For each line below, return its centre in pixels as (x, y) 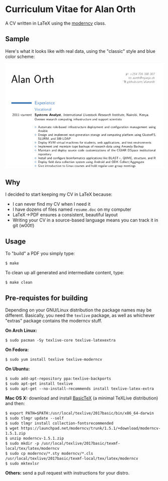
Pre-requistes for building (47, 298)
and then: (15, 404)
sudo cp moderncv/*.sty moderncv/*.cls (52, 454)
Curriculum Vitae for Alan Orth (70, 9)
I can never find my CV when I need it (51, 204)
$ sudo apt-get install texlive (39, 384)
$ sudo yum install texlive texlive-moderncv (54, 360)
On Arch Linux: (21, 331)
